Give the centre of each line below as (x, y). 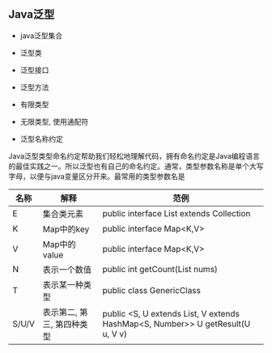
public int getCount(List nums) (160, 269)
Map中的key (66, 229)
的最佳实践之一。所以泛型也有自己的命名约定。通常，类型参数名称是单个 (129, 166)
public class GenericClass (151, 290)
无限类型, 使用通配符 (54, 121)
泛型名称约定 (41, 138)
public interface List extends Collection (176, 213)
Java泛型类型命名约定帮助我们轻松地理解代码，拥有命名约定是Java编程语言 (134, 155)
